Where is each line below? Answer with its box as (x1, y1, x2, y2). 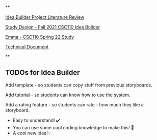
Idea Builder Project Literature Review (5, 14, 85, 20)
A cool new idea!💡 (12, 130, 51, 136)
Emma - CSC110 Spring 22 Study (5, 34, 74, 40)
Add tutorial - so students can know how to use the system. (5, 92, 131, 98)
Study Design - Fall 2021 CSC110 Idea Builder (5, 24, 100, 30)
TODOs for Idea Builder (5, 68, 80, 77)
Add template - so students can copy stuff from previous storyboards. (5, 81, 153, 88)
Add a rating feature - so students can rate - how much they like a (5, 101, 144, 107)
